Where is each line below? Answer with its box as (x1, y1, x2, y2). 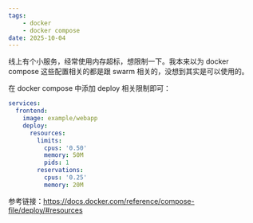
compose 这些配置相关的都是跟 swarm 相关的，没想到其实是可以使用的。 (8, 67, 249, 76)
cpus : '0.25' (43, 174, 88, 182)
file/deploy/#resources (8, 205, 83, 215)
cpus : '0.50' (43, 144, 88, 152)
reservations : (37, 166, 84, 174)
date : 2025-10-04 (8, 33, 66, 42)
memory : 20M (43, 181, 84, 189)
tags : (8, 11, 26, 20)
